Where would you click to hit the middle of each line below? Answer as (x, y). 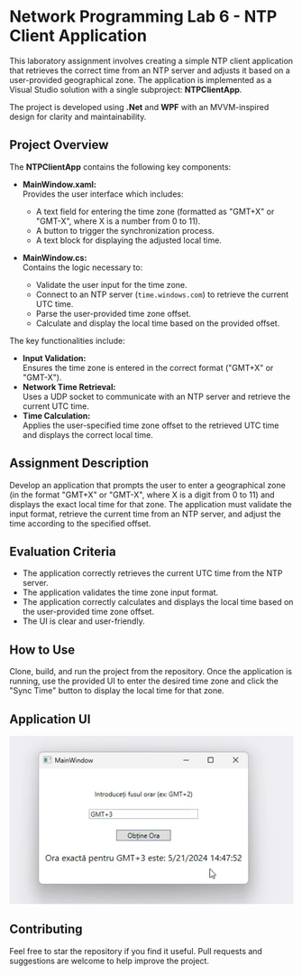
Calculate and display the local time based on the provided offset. (158, 323)
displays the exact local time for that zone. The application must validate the (151, 504)
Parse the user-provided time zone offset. (114, 313)
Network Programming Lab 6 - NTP (143, 17)
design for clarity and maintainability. (78, 116)
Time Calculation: (56, 415)
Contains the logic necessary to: (82, 267)
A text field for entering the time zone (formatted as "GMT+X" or (155, 211)
